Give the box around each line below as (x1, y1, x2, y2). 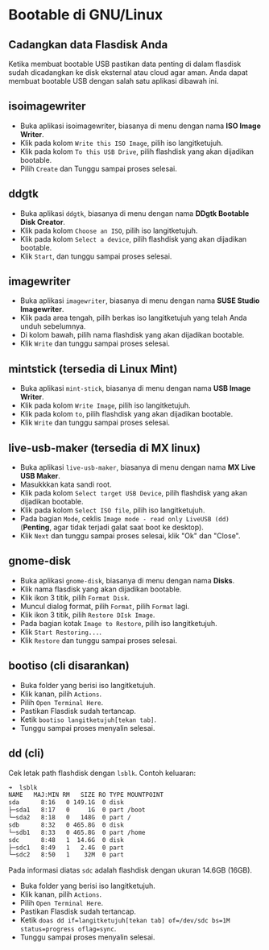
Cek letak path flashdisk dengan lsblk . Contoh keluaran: (8, 768, 197, 778)
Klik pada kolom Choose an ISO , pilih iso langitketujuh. (19, 226, 198, 235)
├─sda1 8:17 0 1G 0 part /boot (8, 806, 147, 815)
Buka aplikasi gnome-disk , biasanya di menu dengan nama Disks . (19, 575, 235, 585)
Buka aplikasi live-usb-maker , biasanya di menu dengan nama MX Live (19, 463, 256, 472)
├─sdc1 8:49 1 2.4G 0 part (8, 844, 125, 852)
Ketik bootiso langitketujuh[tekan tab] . (19, 715, 157, 724)
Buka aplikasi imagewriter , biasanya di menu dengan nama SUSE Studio (19, 296, 260, 305)
